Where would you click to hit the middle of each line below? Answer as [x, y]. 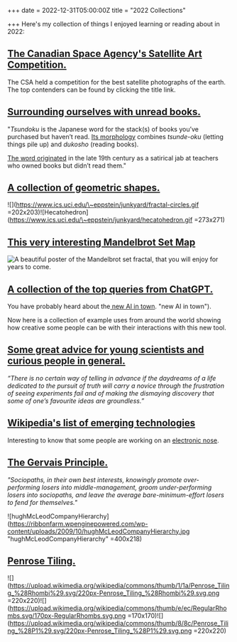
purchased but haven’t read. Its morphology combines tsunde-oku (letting [115, 136]
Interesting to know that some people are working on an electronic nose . [114, 440]
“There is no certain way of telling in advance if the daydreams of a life [112, 378]
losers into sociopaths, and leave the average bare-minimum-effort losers [116, 495]
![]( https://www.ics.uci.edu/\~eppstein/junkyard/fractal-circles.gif [103, 205]
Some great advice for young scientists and [106, 350]
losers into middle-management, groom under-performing [127, 487]
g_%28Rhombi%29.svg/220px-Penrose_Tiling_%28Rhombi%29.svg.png [114, 593]
